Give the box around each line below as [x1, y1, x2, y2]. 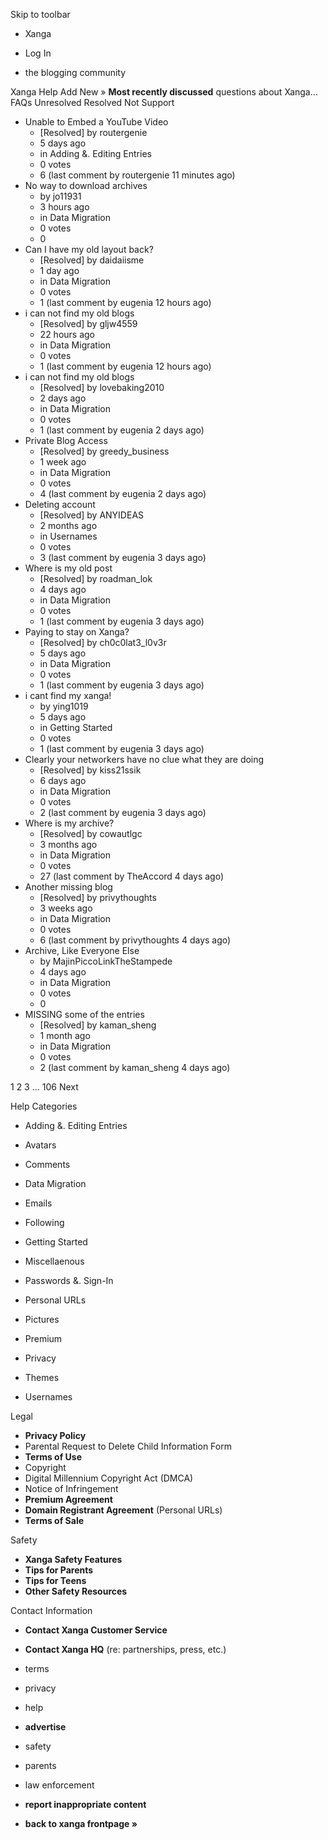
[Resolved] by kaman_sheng [39, 1019, 157, 1031]
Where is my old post [24, 562, 113, 574]
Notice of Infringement [24, 1483, 119, 1494]
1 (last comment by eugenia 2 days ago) [39, 424, 205, 436]
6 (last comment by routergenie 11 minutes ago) [39, 169, 236, 181]
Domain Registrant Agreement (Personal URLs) [24, 1504, 223, 1516]
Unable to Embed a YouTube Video [24, 116, 169, 128]
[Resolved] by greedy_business [39, 445, 170, 457]
